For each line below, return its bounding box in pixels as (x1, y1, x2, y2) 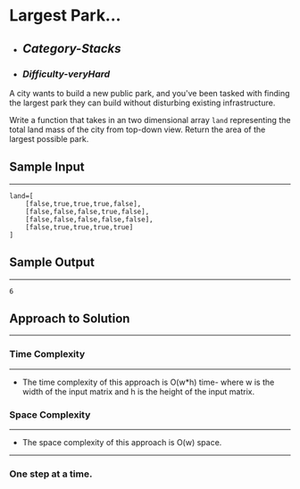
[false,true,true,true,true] (25, 222, 134, 232)
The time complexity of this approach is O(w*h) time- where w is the (21, 377, 275, 387)
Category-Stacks (21, 41, 121, 56)
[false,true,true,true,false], (25, 199, 142, 208)
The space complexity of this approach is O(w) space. (21, 436, 222, 447)
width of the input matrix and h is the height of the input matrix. (21, 385, 255, 397)
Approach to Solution (9, 311, 130, 326)
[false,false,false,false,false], (25, 215, 154, 224)
